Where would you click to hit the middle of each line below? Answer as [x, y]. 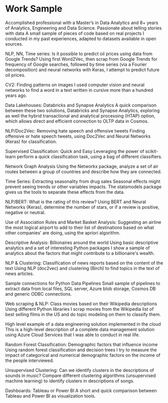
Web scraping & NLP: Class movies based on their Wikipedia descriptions [81, 304]
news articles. [20, 274]
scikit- [152, 151]
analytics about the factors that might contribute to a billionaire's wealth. [80, 253]
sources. [14, 44]
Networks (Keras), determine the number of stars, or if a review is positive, [82, 207]
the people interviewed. [30, 360]
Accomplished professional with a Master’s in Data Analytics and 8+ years [82, 23]
